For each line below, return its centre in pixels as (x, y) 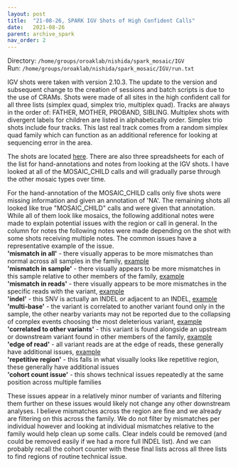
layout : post (27, 14)
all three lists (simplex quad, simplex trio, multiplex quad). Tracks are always (119, 105)
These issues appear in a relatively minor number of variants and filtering (114, 396)
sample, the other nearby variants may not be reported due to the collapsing (119, 314)
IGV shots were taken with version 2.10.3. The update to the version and (112, 82)
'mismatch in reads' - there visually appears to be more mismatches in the (117, 284)
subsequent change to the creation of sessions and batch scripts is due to (116, 90)
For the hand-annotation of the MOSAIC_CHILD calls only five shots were (114, 193)
